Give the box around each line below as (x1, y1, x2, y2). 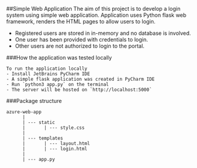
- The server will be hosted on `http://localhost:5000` (6, 87, 152, 93)
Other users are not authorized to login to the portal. (14, 42, 145, 49)
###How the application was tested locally (6, 54, 113, 61)
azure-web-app (6, 109, 42, 115)
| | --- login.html (22, 146, 87, 152)
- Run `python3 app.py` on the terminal (6, 81, 110, 87)
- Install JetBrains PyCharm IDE (6, 71, 90, 77)
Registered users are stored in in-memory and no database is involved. (14, 30, 192, 37)
